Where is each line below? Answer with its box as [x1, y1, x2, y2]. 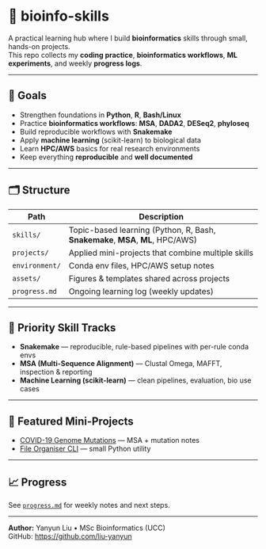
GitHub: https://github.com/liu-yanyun [8, 532, 132, 541]
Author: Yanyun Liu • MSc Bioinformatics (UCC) [8, 523, 166, 532]
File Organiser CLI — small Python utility [19, 444, 151, 454]
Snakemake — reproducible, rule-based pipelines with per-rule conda [19, 342, 249, 352]
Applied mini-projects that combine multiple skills [68, 247, 253, 258]
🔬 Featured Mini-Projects [8, 414, 135, 428]
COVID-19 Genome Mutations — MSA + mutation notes [19, 436, 200, 445]
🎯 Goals [8, 89, 47, 102]
